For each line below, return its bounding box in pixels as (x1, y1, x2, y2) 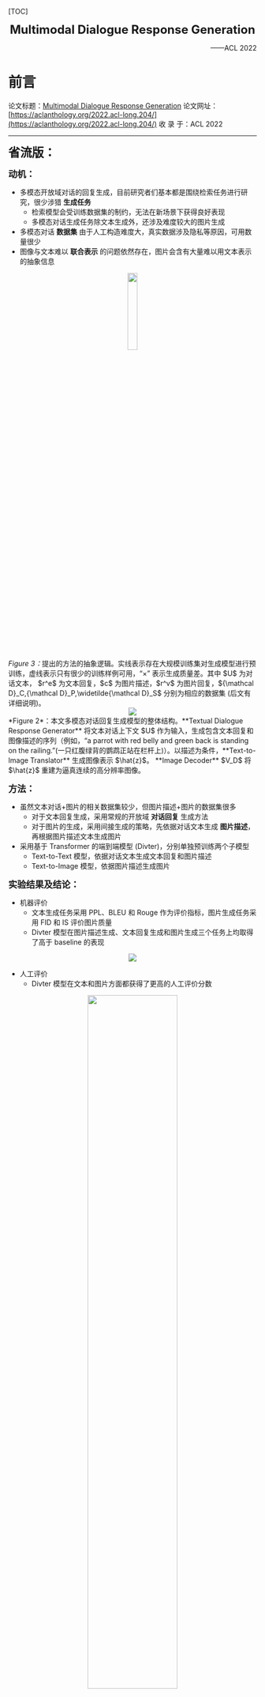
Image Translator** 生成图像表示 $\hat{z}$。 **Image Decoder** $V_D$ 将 (8, 755, 252, 765)
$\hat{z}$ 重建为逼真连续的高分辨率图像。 (8, 765, 146, 775)
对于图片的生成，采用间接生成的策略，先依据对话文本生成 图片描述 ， (31, 821, 255, 831)
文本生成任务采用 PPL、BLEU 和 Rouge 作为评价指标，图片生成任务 (31, 907, 250, 917)
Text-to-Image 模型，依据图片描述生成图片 (31, 861, 170, 870)
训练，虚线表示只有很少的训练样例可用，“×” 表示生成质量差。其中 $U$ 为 (8, 668, 246, 678)
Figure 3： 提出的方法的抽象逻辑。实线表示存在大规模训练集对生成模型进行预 (8, 658, 256, 668)
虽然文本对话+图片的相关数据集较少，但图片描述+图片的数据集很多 (19, 801, 237, 811)
